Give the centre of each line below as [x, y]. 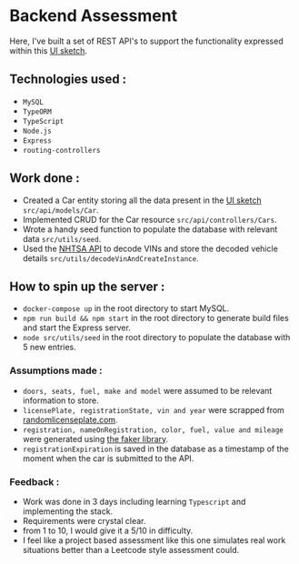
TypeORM [37, 111]
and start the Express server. [77, 327]
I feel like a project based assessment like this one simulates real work [154, 540]
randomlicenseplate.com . [70, 419]
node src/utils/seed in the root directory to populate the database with [156, 337]
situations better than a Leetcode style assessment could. [130, 549]
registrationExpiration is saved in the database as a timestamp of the [155, 448]
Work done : [45, 178]
